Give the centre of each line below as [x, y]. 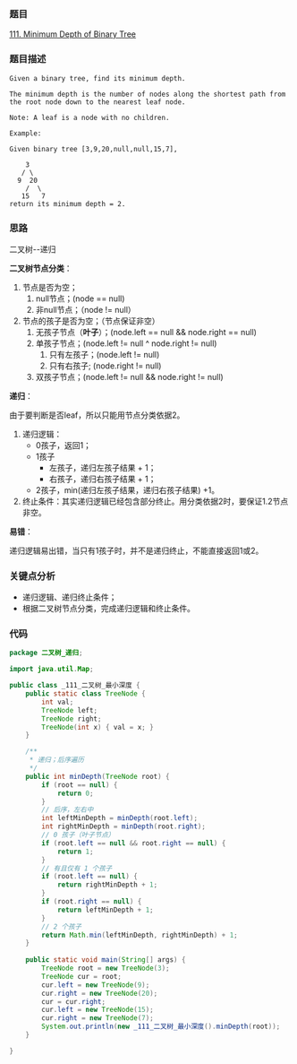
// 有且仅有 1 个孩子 [77, 868]
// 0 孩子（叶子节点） [78, 835]
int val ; [58, 702]
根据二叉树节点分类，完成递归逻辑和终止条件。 [108, 609]
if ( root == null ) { [80, 785]
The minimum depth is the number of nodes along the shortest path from [148, 94]
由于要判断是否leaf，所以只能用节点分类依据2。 [97, 415]
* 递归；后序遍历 [57, 760]
